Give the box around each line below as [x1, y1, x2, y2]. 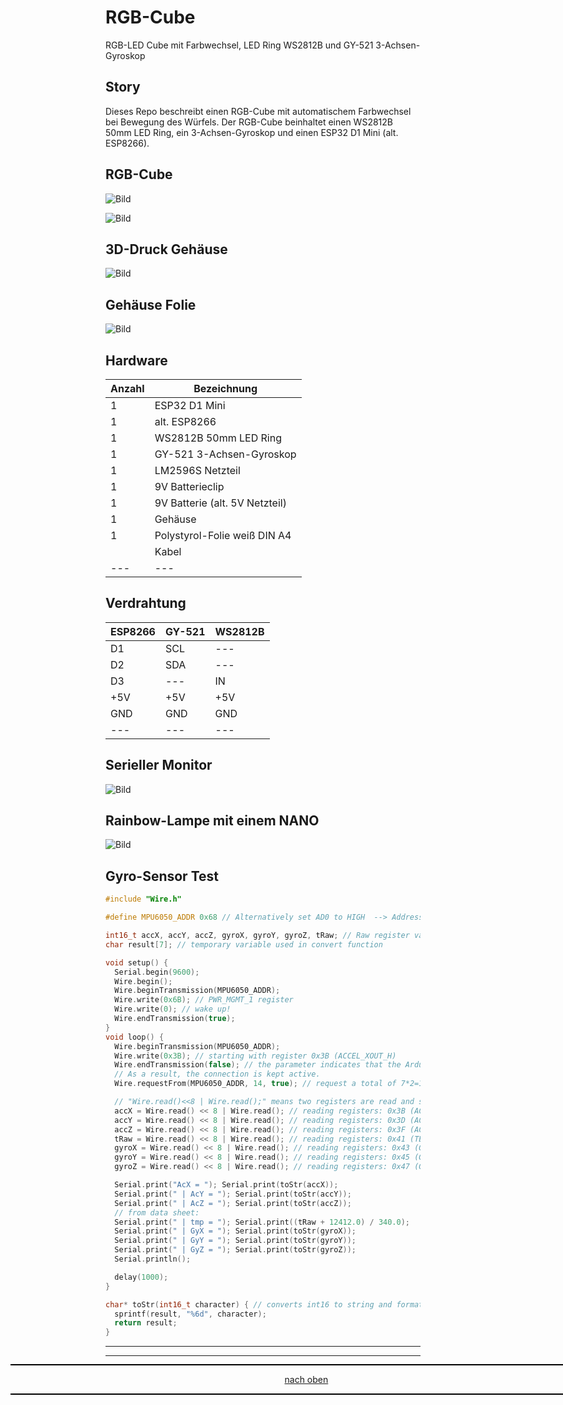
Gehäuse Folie [105, 296, 197, 313]
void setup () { [105, 957, 169, 968]
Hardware [105, 352, 168, 369]
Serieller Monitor [105, 757, 213, 774]
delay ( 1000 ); [114, 1272, 169, 1282]
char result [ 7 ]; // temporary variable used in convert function [105, 939, 383, 950]
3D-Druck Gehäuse [105, 241, 228, 258]
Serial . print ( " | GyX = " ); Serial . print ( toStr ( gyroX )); [114, 1226, 357, 1236]
